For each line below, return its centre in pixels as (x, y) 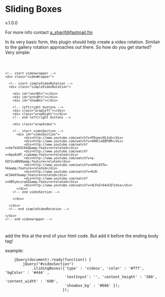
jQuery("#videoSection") (48, 264)
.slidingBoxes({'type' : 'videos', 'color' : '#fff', (88, 268)
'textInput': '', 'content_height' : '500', (111, 277)
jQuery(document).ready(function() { (53, 260)
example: (14, 251)
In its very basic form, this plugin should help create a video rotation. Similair (83, 42)
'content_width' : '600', (32, 281)
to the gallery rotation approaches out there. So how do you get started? (78, 47)
